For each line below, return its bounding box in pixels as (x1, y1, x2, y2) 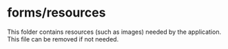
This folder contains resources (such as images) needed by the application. (7, 28, 222, 36)
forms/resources (7, 5, 106, 21)
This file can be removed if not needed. (7, 35, 119, 43)
